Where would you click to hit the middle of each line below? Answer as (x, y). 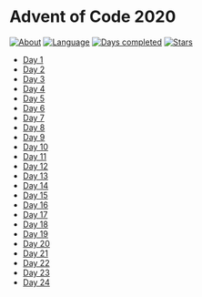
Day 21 (35, 253)
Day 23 (36, 272)
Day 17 (35, 214)
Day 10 (35, 147)
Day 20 (36, 243)
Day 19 (35, 233)
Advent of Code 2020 (93, 17)
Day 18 (35, 224)
